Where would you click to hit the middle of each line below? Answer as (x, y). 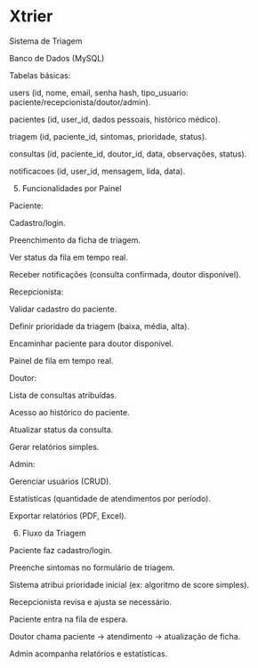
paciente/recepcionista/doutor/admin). (80, 102)
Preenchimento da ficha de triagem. (75, 240)
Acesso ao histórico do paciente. (70, 412)
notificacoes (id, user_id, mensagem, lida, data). (97, 171)
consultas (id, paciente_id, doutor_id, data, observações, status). (128, 154)
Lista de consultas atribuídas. (63, 395)
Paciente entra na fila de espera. (69, 619)
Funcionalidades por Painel (72, 188)
